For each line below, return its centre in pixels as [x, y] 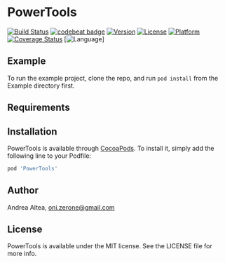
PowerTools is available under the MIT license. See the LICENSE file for [110, 246]
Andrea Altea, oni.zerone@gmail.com [61, 207]
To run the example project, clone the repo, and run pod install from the [113, 78]
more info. [22, 254]
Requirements [39, 108]
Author [23, 190]
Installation [32, 131]
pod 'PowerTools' [33, 168]
